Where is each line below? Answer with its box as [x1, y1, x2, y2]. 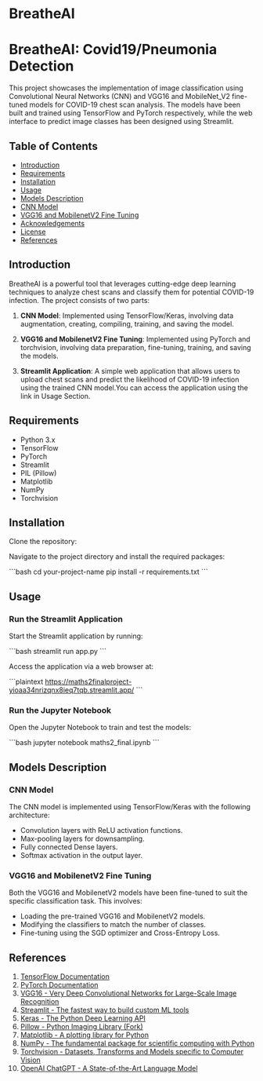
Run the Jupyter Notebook [9, 704, 112, 715]
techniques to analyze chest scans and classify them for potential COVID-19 [9, 287, 254, 297]
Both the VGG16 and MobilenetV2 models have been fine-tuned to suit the [9, 888, 248, 897]
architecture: [9, 810, 50, 820]
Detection [9, 57, 74, 75]
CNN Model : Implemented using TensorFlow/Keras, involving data [20, 311, 234, 320]
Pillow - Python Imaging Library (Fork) [20, 1022, 143, 1032]
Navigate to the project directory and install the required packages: [9, 552, 225, 561]
